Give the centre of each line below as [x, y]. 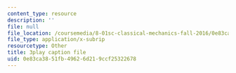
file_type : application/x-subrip [56, 40]
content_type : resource [42, 14]
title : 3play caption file [47, 53]
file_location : [29, 33]
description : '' [31, 20]
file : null [23, 26]
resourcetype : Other [38, 46]
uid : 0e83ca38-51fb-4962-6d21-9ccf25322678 [72, 59]
